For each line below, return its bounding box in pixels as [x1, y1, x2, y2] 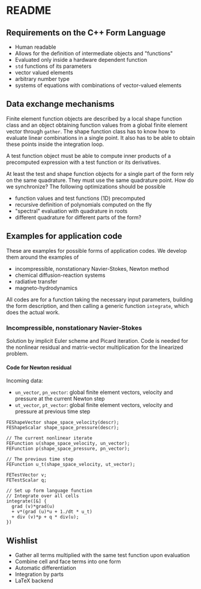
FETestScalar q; [6, 477, 47, 483]
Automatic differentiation [14, 564, 77, 571]
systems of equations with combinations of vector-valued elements [14, 82, 182, 89]
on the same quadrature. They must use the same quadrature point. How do [6, 177, 194, 184]
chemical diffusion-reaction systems [14, 271, 106, 279]
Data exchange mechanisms [6, 99, 115, 109]
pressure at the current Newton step [14, 395, 105, 402]
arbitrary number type [14, 76, 70, 82]
